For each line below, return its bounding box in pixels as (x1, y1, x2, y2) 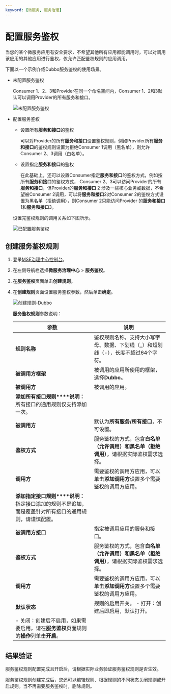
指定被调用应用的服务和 (94, 525, 150, 532)
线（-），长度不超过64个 (94, 349, 153, 356)
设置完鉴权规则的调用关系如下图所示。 (12, 215, 93, 221)
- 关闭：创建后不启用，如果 (15, 617, 81, 624)
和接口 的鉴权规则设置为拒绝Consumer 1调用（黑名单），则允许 (20, 144, 150, 150)
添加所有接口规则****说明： (15, 393, 85, 401)
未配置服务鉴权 (12, 77, 44, 83)
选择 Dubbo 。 (94, 374, 126, 381)
